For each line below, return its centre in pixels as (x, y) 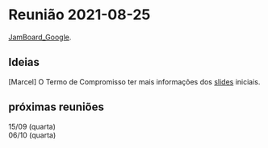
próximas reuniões (57, 107)
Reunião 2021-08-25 (80, 15)
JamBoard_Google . (40, 37)
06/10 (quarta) (32, 135)
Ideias (24, 62)
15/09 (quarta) (32, 126)
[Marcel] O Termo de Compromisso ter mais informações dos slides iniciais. (134, 81)
